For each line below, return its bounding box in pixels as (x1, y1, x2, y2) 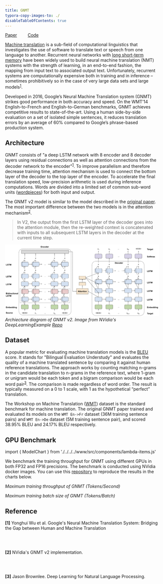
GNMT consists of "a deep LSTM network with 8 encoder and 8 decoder (5, 152, 151, 157)
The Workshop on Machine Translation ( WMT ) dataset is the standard (5, 401, 145, 407)
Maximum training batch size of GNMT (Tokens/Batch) (5, 493, 116, 499)
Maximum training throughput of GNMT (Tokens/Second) (5, 483, 121, 489)
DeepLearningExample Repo (5, 322, 62, 328)
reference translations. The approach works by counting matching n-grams (5, 364, 157, 370)
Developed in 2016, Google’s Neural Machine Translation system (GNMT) (5, 93, 152, 100)
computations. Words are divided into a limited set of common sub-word (5, 184, 151, 190)
